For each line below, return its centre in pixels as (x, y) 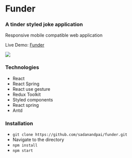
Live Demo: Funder (25, 45)
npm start (23, 151)
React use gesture (31, 89)
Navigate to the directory (38, 140)
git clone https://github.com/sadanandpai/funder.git (70, 135)
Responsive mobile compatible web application (54, 35)
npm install (25, 145)
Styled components (33, 100)
